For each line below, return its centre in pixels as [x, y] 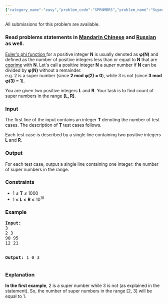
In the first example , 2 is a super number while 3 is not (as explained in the [82, 285]
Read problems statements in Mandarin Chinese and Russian [81, 37]
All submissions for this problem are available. [52, 24]
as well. [15, 43]
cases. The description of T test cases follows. [53, 125]
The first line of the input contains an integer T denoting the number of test [82, 120]
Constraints [20, 182]
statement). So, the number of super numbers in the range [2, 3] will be [79, 291]
